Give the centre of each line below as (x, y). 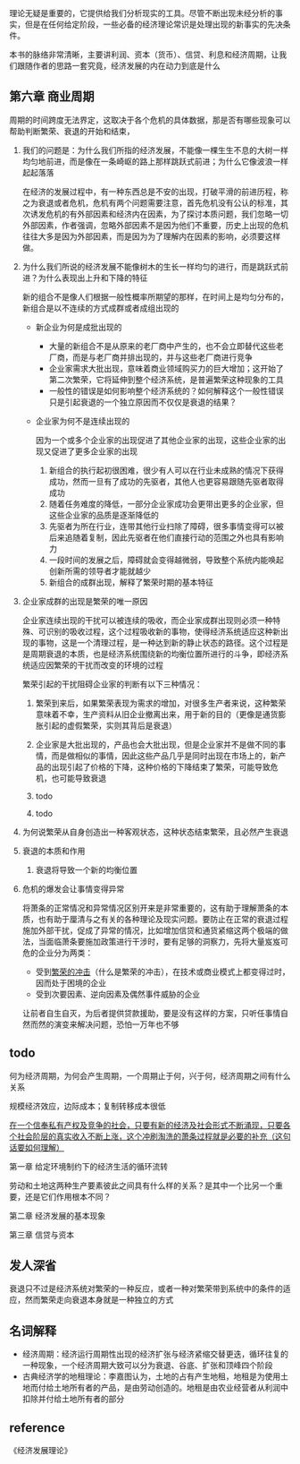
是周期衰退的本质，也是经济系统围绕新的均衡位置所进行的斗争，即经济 (151, 654)
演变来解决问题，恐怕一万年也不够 (116, 1024)
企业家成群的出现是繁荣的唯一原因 (85, 601)
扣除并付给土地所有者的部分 (73, 1399)
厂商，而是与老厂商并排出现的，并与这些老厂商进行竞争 (150, 357)
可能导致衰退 (83, 778)
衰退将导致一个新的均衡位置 (87, 869)
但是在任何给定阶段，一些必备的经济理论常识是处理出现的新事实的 (146, 24)
